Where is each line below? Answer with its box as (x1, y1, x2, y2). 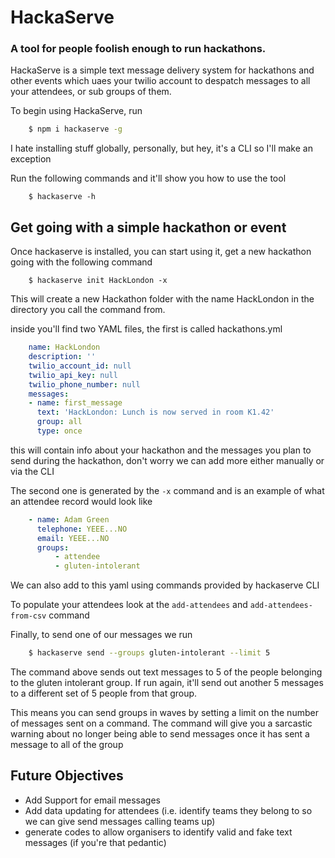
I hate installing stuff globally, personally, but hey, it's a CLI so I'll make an (10, 142, 313, 155)
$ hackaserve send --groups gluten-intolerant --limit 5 (28, 648, 271, 658)
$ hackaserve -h (28, 192, 97, 202)
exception (10, 153, 52, 165)
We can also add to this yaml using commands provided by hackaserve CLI (10, 579, 320, 591)
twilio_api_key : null (28, 370, 118, 380)
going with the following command (10, 256, 153, 268)
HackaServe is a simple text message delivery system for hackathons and (10, 64, 315, 76)
